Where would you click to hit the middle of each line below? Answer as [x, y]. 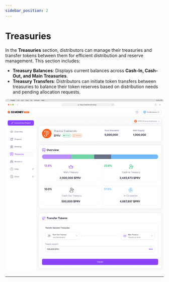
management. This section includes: [43, 61]
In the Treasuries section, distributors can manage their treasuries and [79, 50]
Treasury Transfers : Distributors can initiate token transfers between [84, 81]
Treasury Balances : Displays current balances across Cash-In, [78, 70]
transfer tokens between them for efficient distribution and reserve [74, 55]
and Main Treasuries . [45, 76]
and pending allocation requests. [47, 92]
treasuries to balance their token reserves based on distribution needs [85, 86]
